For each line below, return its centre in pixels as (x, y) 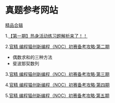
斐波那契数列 (26, 63)
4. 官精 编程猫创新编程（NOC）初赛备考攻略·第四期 (57, 85)
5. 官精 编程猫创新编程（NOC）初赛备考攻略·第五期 (57, 95)
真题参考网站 (32, 10)
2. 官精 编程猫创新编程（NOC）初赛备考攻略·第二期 (57, 46)
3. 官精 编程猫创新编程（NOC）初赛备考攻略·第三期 (57, 74)
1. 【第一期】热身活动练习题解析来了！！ (46, 36)
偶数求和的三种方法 (32, 57)
